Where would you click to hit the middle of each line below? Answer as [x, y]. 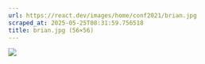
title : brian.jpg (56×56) [51, 30]
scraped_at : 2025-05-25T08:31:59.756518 [76, 23]
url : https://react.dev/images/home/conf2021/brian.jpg [102, 15]
